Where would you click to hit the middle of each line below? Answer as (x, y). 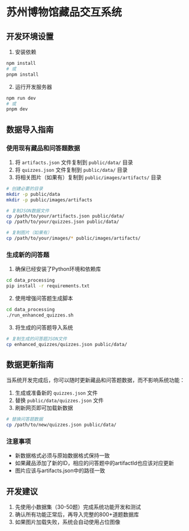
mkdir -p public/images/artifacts (49, 200)
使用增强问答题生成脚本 (44, 298)
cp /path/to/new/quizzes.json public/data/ (61, 425)
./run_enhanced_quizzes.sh (40, 315)
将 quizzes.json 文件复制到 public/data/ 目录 (71, 169)
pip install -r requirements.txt (48, 286)
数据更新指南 (30, 364)
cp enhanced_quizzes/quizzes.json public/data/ (67, 344)
